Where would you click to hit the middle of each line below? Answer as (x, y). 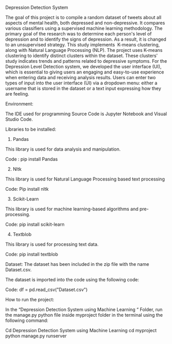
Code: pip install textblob (32, 254)
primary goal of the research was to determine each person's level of (79, 34)
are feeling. (17, 94)
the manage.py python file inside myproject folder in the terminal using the (84, 315)
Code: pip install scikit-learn (35, 224)
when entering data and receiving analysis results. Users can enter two (81, 77)
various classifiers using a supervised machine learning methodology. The (84, 28)
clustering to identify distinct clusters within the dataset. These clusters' (82, 56)
